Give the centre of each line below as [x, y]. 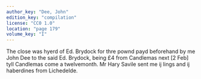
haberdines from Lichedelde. [42, 71]
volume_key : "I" [27, 34]
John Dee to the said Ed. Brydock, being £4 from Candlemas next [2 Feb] [97, 58]
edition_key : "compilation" [42, 17]
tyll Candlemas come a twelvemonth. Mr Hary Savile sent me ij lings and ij [98, 65]
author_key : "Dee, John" [37, 12]
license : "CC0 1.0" [31, 23]
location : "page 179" [33, 29]
